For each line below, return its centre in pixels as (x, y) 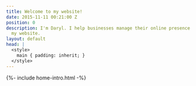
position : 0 (21, 22)
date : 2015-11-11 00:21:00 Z (42, 17)
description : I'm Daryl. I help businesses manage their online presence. (99, 28)
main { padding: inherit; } (51, 55)
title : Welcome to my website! (44, 11)
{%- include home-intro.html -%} (46, 78)
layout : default (26, 39)
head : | (16, 45)
